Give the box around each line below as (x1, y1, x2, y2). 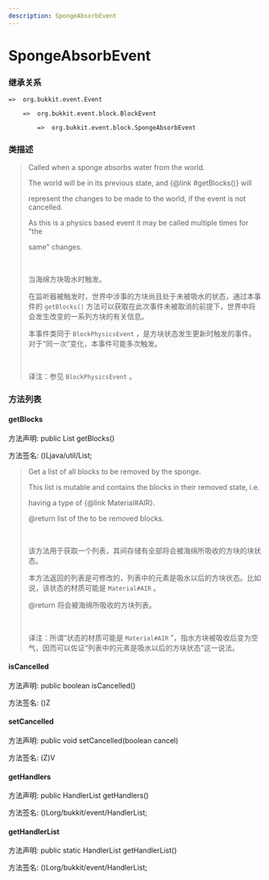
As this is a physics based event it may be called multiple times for (27, 218, 249, 228)
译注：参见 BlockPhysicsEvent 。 (27, 372, 137, 381)
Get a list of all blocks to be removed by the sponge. (27, 467, 201, 476)
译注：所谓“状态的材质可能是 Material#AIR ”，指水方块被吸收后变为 (27, 633, 251, 642)
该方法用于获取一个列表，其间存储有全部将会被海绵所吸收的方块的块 (27, 546, 255, 555)
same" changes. (27, 243, 83, 252)
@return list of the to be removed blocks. (27, 513, 164, 523)
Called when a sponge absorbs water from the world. (27, 163, 205, 172)
